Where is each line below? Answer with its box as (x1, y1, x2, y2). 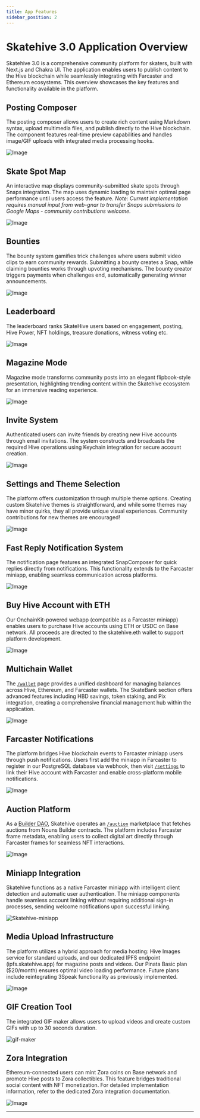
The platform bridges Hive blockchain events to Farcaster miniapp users (6, 750, 183, 757)
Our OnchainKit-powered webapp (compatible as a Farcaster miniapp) (6, 616, 179, 623)
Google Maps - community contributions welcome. (6, 207, 131, 215)
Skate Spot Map (6, 166, 67, 176)
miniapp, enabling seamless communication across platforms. (6, 571, 158, 578)
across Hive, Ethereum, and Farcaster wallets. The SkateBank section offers (6, 686, 192, 693)
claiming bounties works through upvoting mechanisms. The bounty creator (6, 265, 192, 272)
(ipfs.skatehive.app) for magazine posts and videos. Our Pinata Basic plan (6, 960, 187, 967)
